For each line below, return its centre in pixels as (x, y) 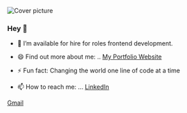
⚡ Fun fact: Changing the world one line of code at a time (98, 71)
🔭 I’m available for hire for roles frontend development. (95, 43)
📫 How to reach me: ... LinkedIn (63, 87)
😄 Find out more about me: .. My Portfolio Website (89, 57)
